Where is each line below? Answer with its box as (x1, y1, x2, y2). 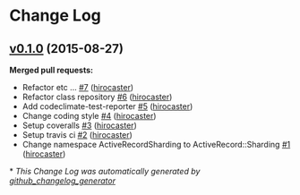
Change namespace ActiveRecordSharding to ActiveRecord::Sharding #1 (21, 140, 291, 149)
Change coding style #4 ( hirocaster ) (21, 111, 157, 121)
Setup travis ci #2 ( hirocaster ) (21, 130, 133, 140)
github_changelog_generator (9, 175, 116, 186)
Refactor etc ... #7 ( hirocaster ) (21, 82, 134, 92)
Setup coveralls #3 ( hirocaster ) (21, 120, 137, 131)
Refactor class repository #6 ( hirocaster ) (21, 91, 173, 102)
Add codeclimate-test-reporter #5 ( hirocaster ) (21, 101, 193, 112)
